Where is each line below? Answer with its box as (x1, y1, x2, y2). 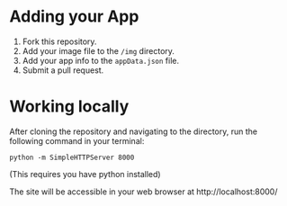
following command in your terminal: (9, 135, 145, 146)
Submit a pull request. (22, 65, 104, 76)
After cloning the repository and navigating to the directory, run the (9, 126, 258, 137)
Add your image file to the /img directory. (22, 45, 175, 56)
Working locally (9, 96, 130, 117)
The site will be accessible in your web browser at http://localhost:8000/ (9, 186, 278, 197)
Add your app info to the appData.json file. (22, 55, 180, 66)
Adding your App (9, 6, 139, 27)
